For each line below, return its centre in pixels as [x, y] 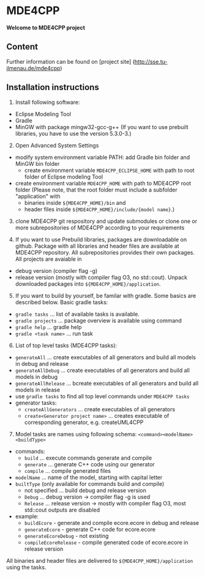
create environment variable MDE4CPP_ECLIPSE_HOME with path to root [109, 170]
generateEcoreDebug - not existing [66, 535]
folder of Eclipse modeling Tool [63, 177]
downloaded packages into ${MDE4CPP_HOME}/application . [88, 284]
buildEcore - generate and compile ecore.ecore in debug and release [112, 523]
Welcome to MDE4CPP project [46, 28]
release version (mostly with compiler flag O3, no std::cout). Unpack [101, 277]
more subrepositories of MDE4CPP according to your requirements [100, 228]
